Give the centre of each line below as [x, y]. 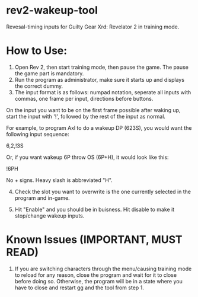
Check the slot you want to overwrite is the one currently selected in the [103, 191]
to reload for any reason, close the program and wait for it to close [95, 275]
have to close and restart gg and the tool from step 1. [79, 288]
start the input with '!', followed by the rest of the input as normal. [86, 116]
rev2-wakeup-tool [52, 10]
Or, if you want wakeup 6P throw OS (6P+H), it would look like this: [87, 157]
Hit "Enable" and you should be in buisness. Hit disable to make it [95, 209]
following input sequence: [38, 134]
